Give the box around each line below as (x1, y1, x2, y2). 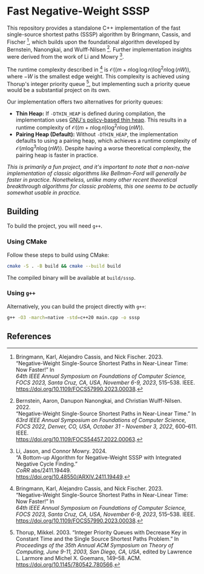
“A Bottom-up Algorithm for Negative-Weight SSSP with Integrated (15, 454, 182, 461)
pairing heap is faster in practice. (15, 151, 99, 159)
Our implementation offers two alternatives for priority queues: (7, 98, 163, 105)
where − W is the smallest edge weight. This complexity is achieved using (7, 73, 190, 80)
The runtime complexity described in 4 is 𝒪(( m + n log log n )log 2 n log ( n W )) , (7, 65, 191, 73)
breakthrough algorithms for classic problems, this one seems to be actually (7, 182, 198, 190)
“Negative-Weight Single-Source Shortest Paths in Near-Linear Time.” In (15, 410, 196, 417)
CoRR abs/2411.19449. (15, 466, 71, 473)
